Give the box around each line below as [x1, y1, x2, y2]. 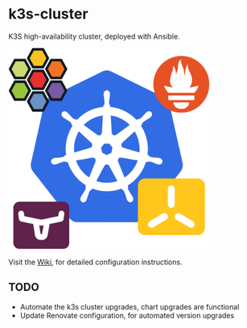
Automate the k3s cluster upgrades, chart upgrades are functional [19, 301, 240, 311]
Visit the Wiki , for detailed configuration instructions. [8, 257, 183, 267]
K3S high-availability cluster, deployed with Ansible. [8, 31, 180, 41]
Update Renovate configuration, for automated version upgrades [19, 310, 235, 320]
